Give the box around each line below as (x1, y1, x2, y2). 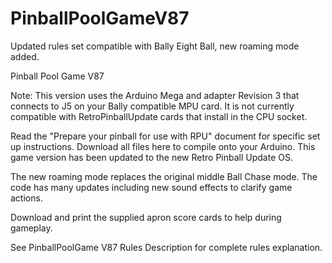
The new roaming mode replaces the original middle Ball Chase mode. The (10, 170, 318, 182)
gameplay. (10, 222, 53, 234)
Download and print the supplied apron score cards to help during (10, 211, 282, 223)
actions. (10, 192, 43, 204)
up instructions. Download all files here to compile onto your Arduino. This (10, 140, 316, 152)
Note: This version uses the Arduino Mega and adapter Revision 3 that (10, 89, 300, 101)
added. (10, 50, 40, 62)
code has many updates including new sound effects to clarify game (10, 181, 293, 193)
